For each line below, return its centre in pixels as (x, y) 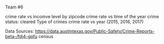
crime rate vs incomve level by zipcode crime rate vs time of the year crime (82, 16)
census (46, 36)
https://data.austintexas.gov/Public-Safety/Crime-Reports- (95, 31)
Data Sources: (20, 31)
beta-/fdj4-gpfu (21, 36)
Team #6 (14, 7)
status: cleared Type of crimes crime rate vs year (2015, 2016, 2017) (74, 22)
